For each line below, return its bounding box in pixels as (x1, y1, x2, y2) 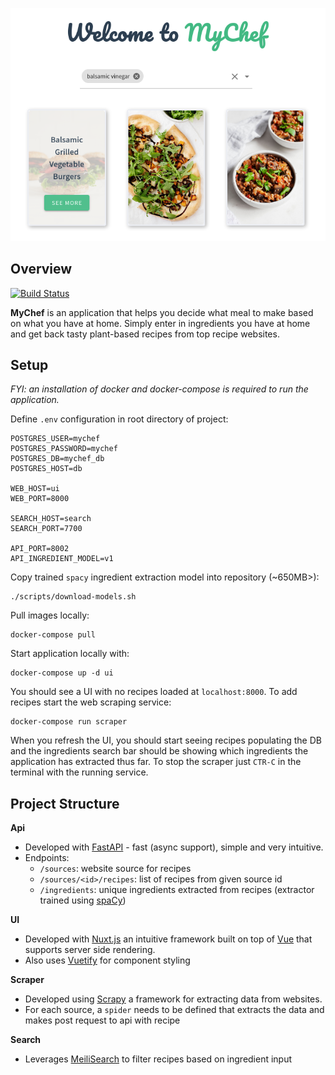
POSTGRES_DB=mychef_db (10, 454, 105, 464)
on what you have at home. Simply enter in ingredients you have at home (10, 317, 311, 329)
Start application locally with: (10, 648, 130, 660)
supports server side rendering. (24, 944, 156, 956)
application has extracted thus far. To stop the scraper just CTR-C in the (10, 756, 302, 768)
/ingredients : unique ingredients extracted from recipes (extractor (39, 884, 315, 896)
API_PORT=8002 (10, 544, 70, 554)
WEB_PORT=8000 (10, 494, 70, 504)
